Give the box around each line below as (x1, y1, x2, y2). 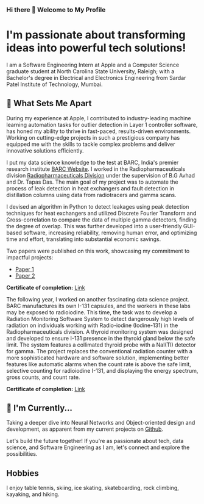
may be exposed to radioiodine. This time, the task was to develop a (6, 308, 178, 316)
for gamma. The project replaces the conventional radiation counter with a (6, 347, 193, 355)
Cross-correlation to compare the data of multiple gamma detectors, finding (6, 216, 197, 223)
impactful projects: (6, 253, 54, 261)
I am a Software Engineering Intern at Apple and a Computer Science (6, 61, 180, 68)
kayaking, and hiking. (6, 491, 60, 498)
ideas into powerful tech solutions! (6, 41, 186, 55)
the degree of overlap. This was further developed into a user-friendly (6, 222, 182, 229)
